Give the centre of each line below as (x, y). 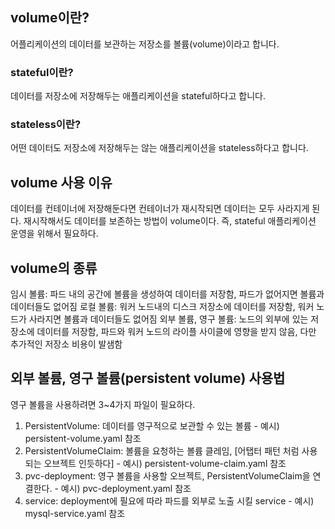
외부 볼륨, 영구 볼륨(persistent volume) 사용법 (148, 378)
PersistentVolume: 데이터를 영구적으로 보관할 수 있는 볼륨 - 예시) (152, 425)
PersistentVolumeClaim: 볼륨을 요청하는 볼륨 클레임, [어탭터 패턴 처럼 (162, 450)
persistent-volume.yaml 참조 (83, 438)
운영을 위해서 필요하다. (54, 234)
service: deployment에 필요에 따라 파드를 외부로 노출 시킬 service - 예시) (169, 500)
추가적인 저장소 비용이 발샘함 (66, 344)
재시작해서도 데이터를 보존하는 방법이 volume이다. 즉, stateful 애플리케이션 (170, 221)
